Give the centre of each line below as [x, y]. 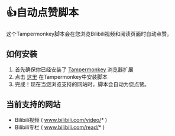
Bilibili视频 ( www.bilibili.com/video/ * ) [61, 120]
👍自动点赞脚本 [43, 13]
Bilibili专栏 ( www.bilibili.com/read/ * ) [60, 127]
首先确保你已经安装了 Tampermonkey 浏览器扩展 [74, 69]
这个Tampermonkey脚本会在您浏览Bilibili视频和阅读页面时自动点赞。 [89, 34]
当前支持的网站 [33, 105]
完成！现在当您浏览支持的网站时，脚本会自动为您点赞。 [82, 84]
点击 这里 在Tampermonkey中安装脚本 [61, 77]
